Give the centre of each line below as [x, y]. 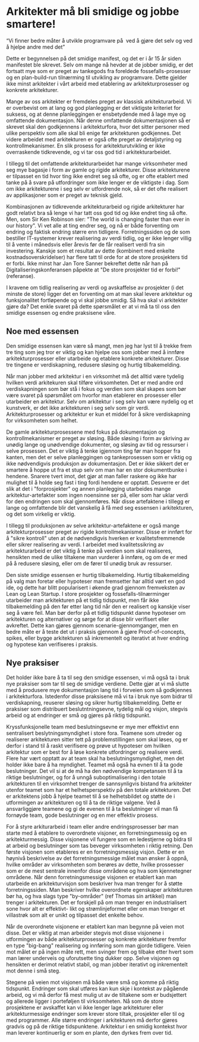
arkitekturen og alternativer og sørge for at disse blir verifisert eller [88, 619]
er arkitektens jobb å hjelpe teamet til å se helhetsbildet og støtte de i [91, 796]
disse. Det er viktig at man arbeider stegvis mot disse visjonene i [85, 933]
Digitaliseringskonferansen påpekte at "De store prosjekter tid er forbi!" [93, 270]
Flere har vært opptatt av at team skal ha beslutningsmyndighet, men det [95, 758]
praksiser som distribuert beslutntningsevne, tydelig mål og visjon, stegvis [97, 709]
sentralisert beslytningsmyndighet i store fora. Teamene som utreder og [94, 733]
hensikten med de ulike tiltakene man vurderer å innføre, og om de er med [97, 557]
